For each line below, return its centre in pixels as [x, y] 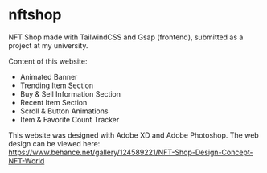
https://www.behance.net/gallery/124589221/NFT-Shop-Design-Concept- [131, 152]
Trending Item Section [57, 85]
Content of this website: [48, 61]
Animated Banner [49, 76]
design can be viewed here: [54, 143]
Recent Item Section [53, 102]
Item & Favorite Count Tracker [70, 119]
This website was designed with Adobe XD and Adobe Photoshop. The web [133, 135]
